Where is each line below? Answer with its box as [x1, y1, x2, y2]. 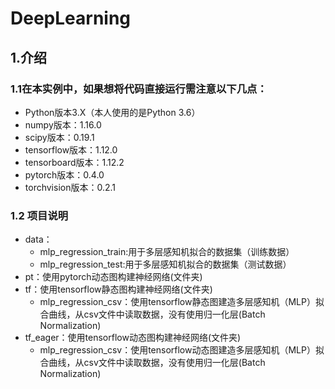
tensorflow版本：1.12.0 [24, 143, 118, 156]
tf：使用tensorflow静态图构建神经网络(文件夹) [24, 283, 213, 296]
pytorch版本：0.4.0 [24, 168, 105, 181]
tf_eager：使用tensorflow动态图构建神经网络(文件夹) [24, 332, 242, 344]
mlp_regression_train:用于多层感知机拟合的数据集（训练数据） [39, 246, 295, 258]
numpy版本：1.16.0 [24, 118, 102, 131]
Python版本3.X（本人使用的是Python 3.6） [24, 106, 201, 118]
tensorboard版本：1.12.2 [24, 156, 125, 168]
